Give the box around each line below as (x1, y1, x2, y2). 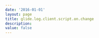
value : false (5, 26, 32, 31)
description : (5, 21, 32, 26)
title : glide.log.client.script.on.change (5, 16, 94, 21)
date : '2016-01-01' (5, 7, 46, 12)
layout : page (5, 12, 32, 17)
